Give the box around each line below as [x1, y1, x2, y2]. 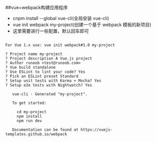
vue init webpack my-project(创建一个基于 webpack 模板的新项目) [12, 22, 151, 27]
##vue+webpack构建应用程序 [5, 5, 68, 10]
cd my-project [16, 109, 47, 115]
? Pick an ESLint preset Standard [5, 74, 79, 79]
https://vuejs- [81, 127, 113, 132]
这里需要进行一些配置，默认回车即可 [12, 28, 89, 34]
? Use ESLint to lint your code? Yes [5, 69, 86, 74]
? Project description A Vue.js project [5, 56, 93, 61]
